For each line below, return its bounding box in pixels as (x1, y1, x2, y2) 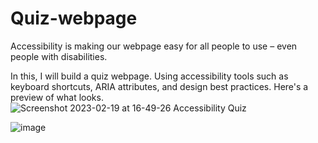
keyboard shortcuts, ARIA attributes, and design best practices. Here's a (10, 80, 309, 92)
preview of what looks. (10, 91, 104, 103)
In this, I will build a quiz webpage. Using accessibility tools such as (10, 70, 289, 82)
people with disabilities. (10, 50, 108, 62)
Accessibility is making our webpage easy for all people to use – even (10, 40, 298, 52)
